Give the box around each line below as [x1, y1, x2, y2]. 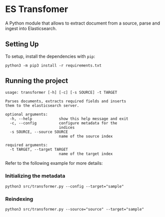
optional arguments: [5, 112, 48, 117]
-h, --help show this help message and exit [9, 116, 128, 121]
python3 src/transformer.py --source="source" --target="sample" [5, 207, 144, 212]
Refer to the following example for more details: [5, 160, 103, 166]
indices [58, 125, 75, 130]
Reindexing [5, 195, 33, 202]
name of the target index [58, 151, 113, 156]
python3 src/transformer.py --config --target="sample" [5, 184, 124, 189]
